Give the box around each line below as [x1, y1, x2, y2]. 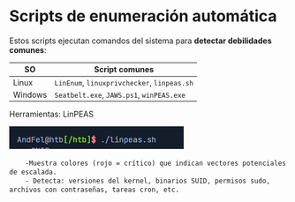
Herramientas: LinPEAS [9, 108, 95, 120]
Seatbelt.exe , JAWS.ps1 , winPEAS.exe [54, 89, 186, 100]
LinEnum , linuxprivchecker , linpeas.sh [54, 77, 194, 87]
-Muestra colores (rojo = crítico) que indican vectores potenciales [25, 159, 287, 168]
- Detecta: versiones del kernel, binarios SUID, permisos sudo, [25, 176, 271, 186]
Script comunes [94, 64, 155, 75]
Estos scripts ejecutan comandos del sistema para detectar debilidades [9, 35, 272, 46]
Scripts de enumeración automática [9, 6, 277, 26]
